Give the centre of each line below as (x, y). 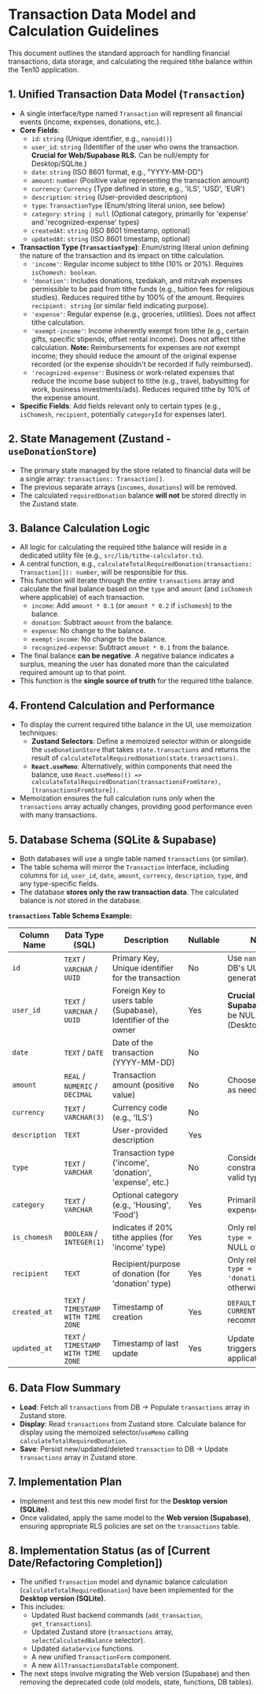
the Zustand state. (49, 503)
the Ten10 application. (44, 69)
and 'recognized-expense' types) (85, 222)
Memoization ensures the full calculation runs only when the (117, 798)
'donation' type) (141, 1283)
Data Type (84, 935)
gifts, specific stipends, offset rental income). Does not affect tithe (138, 339)
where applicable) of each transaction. (82, 597)
